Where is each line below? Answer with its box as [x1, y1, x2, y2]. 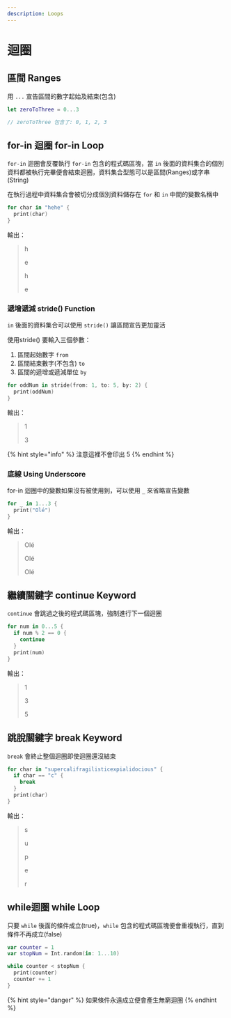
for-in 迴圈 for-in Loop [7, 139, 104, 151]
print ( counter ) [13, 969, 58, 976]
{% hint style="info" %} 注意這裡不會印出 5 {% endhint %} [7, 450, 175, 458]
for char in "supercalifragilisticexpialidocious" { [7, 766, 164, 773]
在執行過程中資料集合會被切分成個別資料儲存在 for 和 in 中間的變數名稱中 [7, 190, 219, 199]
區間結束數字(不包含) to [17, 360, 86, 368]
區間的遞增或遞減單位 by [17, 368, 87, 376]
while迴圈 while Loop [7, 902, 100, 913]
